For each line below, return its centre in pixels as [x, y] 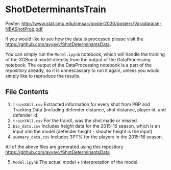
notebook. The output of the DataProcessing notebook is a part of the [79, 65]
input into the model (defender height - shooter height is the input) [82, 131]
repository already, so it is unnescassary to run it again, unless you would [82, 70]
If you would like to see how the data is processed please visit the [75, 39]
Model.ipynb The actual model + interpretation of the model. [76, 162]
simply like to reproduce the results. [43, 76]
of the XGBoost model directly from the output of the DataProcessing [78, 59]
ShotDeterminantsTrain [56, 9]
